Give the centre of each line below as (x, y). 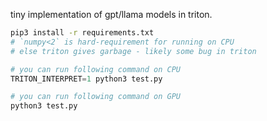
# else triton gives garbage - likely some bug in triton (133, 51)
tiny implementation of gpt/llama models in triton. (111, 14)
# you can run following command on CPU (96, 69)
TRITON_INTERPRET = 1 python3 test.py (86, 79)
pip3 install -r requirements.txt (82, 33)
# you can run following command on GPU (96, 97)
